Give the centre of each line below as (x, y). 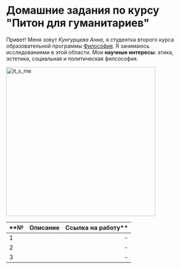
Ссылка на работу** (97, 227)
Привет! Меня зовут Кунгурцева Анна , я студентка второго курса (90, 39)
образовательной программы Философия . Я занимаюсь (78, 46)
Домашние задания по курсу (83, 10)
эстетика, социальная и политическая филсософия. (72, 58)
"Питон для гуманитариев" (78, 23)
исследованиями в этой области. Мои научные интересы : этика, (90, 52)
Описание (44, 227)
